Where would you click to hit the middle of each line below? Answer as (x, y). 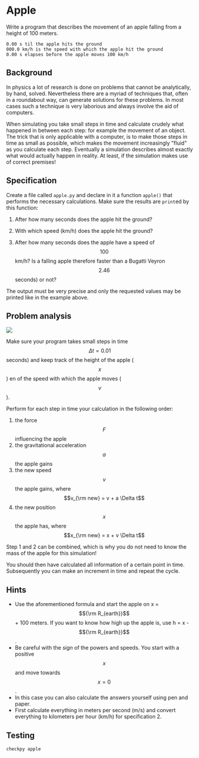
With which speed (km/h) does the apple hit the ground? (84, 230)
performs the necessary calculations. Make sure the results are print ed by (98, 201)
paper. (23, 704)
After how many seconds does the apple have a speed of (85, 242)
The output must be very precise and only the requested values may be (94, 291)
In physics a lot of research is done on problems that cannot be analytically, (99, 87)
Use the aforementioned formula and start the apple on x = (87, 604)
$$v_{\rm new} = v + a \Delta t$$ (104, 498)
